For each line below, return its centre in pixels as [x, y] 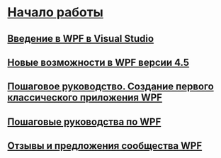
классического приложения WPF [85, 97]
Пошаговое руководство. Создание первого [110, 87]
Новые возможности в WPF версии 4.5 [98, 62]
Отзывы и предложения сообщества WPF [105, 146]
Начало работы [56, 12]
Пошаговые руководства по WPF [84, 122]
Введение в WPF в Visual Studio [81, 39]
